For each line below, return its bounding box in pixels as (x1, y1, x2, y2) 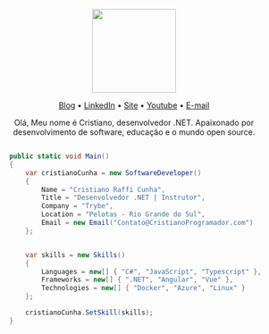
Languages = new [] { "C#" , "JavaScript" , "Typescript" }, (40, 267, 262, 276)
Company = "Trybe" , (40, 202, 113, 211)
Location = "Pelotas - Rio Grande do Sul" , (40, 210, 206, 219)
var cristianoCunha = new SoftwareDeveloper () (25, 168, 202, 178)
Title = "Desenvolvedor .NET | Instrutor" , (40, 193, 206, 203)
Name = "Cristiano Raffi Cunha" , (40, 185, 165, 194)
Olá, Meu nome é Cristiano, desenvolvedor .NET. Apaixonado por (13, 117, 255, 128)
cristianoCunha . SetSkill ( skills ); (25, 308, 154, 317)
